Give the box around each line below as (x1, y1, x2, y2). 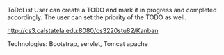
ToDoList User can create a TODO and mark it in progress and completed (7, 6, 217, 14)
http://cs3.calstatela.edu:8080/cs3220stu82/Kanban (7, 27, 159, 34)
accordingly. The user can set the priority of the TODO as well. (7, 13, 186, 21)
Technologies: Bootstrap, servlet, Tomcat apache (7, 40, 148, 47)
